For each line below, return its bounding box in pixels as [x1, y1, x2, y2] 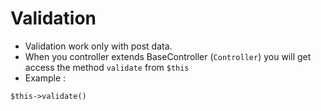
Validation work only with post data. [24, 40, 173, 52]
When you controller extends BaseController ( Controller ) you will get [24, 50, 312, 62]
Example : [24, 72, 67, 84]
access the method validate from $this [24, 61, 190, 73]
